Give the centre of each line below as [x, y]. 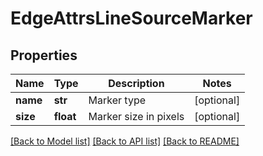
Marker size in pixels [136, 116]
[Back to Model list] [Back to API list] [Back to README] [125, 141]
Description [136, 83]
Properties [44, 55]
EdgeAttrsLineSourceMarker [131, 18]
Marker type [117, 100]
